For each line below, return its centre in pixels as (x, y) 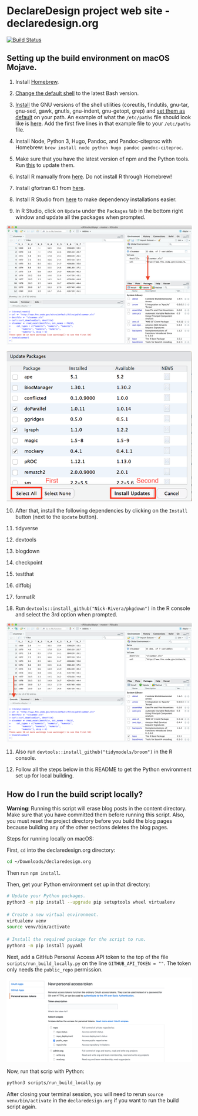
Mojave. (22, 68)
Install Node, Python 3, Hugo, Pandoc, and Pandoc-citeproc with (93, 141)
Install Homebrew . (37, 81)
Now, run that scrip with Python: (46, 1071)
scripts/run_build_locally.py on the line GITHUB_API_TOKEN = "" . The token (99, 963)
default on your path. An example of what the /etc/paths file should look (103, 117)
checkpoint (29, 562)
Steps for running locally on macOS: (51, 839)
